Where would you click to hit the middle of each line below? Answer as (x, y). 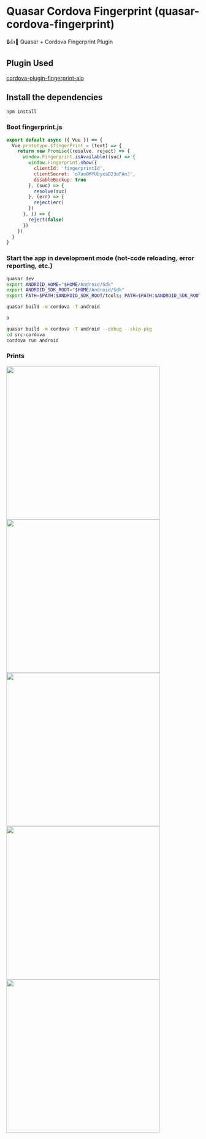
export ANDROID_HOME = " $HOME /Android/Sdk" (60, 284)
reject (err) (49, 203)
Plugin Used (30, 63)
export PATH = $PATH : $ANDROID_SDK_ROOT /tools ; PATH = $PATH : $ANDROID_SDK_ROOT (104, 296)
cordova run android (33, 340)
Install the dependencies (55, 97)
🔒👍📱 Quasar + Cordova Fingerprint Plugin (60, 42)
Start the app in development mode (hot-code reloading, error (101, 258)
